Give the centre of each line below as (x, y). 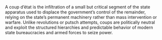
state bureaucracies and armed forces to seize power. (59, 33)
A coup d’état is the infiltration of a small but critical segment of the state (78, 7)
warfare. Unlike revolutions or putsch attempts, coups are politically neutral (80, 22)
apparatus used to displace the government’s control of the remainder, (75, 12)
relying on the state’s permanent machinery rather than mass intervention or (81, 17)
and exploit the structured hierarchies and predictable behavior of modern (79, 27)
